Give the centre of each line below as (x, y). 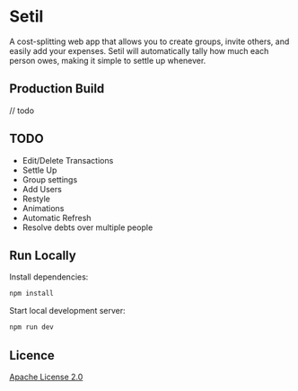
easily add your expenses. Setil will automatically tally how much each (139, 50)
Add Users (42, 189)
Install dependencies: (49, 277)
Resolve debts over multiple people (88, 227)
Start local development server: (67, 311)
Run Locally (43, 255)
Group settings (50, 179)
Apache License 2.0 (46, 377)
